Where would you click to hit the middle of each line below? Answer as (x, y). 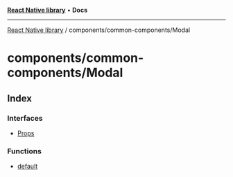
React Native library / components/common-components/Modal (99, 30)
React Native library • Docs (48, 10)
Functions (24, 151)
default (27, 167)
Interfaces (25, 118)
